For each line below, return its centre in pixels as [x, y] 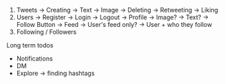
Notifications [34, 59]
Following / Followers [46, 32]
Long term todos [30, 45]
